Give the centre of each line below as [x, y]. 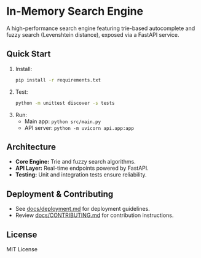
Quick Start [29, 54]
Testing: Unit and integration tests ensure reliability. [81, 175]
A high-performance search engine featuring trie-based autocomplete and [101, 28]
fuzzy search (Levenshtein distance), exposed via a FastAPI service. [93, 34]
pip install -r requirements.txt [58, 80]
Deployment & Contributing [60, 194]
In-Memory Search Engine [75, 11]
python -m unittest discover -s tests [65, 103]
